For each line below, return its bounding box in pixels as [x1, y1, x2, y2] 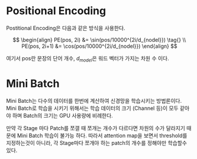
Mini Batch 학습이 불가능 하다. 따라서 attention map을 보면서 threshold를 [17, 132, 188, 139]
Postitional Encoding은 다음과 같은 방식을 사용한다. [6, 24, 125, 31]
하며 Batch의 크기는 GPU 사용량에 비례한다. [12, 112, 114, 119]
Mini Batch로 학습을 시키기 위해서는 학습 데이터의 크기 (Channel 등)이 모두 [6, 105, 179, 112]
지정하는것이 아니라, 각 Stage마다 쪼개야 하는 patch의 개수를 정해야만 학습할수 [6, 139, 188, 146]
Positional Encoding [6, 4, 106, 18]
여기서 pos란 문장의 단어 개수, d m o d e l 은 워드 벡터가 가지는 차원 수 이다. [6, 54, 170, 63]
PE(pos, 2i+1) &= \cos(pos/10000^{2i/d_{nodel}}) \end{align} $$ [21, 43, 177, 50]
